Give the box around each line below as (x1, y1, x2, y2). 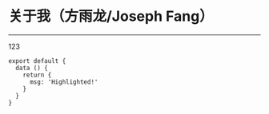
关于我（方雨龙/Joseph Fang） (8, 7, 214, 26)
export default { (8, 57, 66, 65)
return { (22, 71, 52, 79)
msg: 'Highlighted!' (29, 77, 98, 86)
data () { (15, 64, 48, 72)
